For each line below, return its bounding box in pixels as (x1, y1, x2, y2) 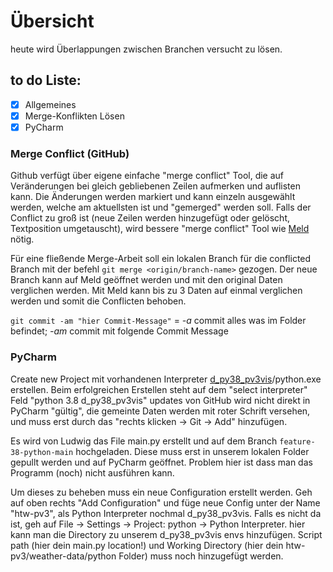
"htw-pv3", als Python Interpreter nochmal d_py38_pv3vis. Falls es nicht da (10, 507, 322, 519)
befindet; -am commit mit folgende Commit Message (10, 325, 229, 337)
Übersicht (10, 10, 95, 33)
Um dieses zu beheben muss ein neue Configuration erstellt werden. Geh (10, 486, 313, 498)
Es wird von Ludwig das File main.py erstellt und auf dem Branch (10, 435, 278, 447)
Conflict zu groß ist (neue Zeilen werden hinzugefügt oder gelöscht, (10, 212, 290, 224)
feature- (279, 436, 316, 447)
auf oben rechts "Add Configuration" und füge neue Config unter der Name (10, 496, 321, 509)
